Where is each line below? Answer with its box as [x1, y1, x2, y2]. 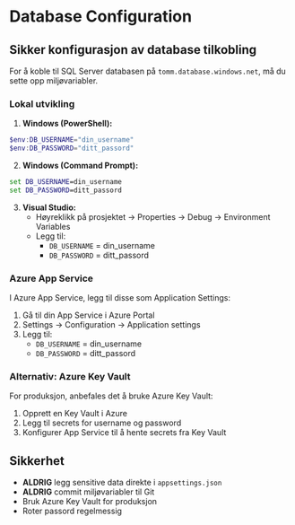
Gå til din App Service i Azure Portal [22, 310, 155, 320]
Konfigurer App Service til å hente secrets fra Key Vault [22, 427, 227, 438]
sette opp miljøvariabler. [9, 75, 99, 86]
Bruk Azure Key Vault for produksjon [22, 496, 158, 507]
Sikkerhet [9, 453, 65, 468]
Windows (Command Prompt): [22, 160, 139, 171]
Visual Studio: [22, 202, 76, 213]
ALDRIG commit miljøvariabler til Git [22, 486, 155, 497]
